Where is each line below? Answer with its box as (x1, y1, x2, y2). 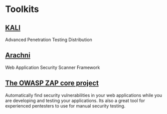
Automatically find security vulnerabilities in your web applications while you (5, 92, 163, 98)
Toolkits (5, 3, 39, 15)
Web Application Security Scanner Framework (5, 64, 100, 70)
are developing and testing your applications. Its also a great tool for (5, 97, 146, 103)
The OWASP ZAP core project (5, 79, 99, 87)
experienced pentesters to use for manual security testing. (5, 102, 126, 108)
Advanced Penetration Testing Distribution (5, 36, 92, 42)
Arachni (5, 51, 31, 59)
